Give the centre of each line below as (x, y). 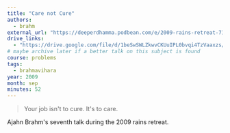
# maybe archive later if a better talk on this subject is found (104, 52)
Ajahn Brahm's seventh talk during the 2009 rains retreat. (88, 122)
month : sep (23, 83)
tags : (15, 64)
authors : (20, 20)
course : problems (32, 58)
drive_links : (26, 39)
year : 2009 (23, 77)
